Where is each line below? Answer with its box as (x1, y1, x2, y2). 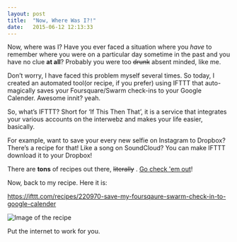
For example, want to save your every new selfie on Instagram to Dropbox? (7, 136, 226, 145)
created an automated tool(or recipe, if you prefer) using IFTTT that (7, 79, 204, 87)
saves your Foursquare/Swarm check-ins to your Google (36, 86, 202, 95)
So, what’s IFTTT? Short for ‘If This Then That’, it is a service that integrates (7, 107, 227, 116)
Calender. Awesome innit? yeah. (7, 94, 101, 102)
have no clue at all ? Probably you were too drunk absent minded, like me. (7, 58, 221, 66)
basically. (7, 123, 35, 131)
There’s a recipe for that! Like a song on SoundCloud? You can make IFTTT (7, 144, 226, 152)
